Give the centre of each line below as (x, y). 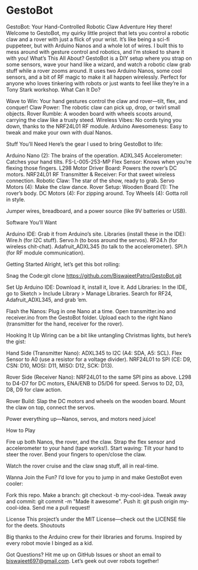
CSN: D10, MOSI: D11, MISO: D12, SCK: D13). (60, 365)
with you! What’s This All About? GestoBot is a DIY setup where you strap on (99, 58)
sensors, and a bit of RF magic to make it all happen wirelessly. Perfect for (96, 77)
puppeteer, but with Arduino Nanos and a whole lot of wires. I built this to (95, 46)
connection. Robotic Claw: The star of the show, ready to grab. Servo (90, 181)
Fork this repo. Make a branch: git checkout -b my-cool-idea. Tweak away (96, 495)
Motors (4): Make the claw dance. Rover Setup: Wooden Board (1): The (92, 186)
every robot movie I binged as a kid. (50, 543)
